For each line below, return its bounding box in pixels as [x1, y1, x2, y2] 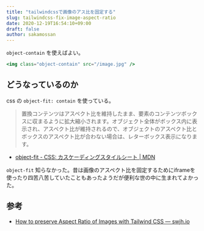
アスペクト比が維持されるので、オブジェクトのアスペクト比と [42, 125, 197, 132]
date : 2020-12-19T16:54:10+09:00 [6, 20, 92, 26]
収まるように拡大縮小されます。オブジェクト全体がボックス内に [32, 117, 192, 125]
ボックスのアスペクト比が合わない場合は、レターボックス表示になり [21, 132, 192, 140]
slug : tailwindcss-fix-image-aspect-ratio [6, 15, 116, 21]
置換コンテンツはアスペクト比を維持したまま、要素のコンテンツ [21, 110, 181, 117]
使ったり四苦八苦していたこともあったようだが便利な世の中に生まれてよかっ [6, 174, 199, 181]
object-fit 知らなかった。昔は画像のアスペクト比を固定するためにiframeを [6, 166, 195, 174]
